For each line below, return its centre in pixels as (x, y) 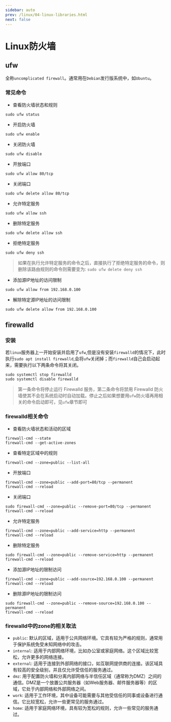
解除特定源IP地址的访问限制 (41, 300)
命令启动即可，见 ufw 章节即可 (57, 402)
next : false (18, 19)
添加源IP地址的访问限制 (37, 280)
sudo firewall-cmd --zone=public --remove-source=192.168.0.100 (75, 603)
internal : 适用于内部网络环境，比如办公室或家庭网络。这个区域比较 (83, 651)
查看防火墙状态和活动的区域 (42, 429)
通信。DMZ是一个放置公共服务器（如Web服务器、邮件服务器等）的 (83, 682)
